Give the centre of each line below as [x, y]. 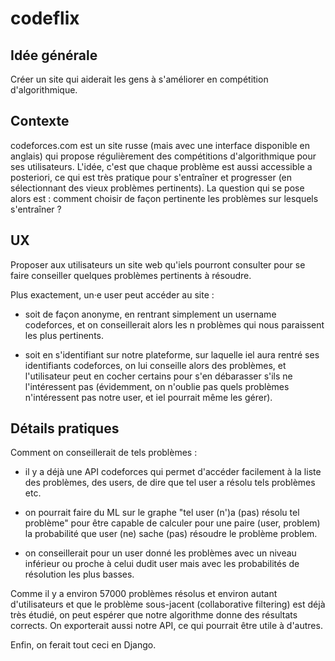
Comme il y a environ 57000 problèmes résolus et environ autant [144, 594]
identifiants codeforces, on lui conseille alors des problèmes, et [155, 365]
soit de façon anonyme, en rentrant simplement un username [150, 314]
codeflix [45, 18]
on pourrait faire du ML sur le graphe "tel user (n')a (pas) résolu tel [162, 513]
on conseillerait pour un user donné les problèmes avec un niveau [160, 553]
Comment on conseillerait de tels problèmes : [104, 453]
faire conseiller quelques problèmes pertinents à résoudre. [131, 275]
